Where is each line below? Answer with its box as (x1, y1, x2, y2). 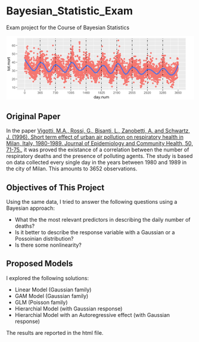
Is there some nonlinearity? (14, 241, 82, 248)
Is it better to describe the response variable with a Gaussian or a (14, 229, 175, 236)
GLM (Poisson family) (14, 299, 68, 306)
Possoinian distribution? (14, 235, 74, 242)
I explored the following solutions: (6, 274, 89, 281)
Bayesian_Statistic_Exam (6, 4, 133, 18)
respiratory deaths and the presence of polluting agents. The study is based (6, 153, 193, 160)
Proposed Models (6, 259, 73, 269)
